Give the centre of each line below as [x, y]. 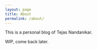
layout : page [18, 9]
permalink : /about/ [25, 18]
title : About [18, 14]
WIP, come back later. [27, 42]
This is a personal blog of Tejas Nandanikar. [49, 33]
